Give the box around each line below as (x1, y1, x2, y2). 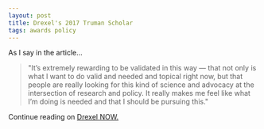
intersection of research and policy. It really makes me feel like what (27, 89, 250, 98)
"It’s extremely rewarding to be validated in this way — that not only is (27, 63, 257, 73)
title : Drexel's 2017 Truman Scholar (8, 19, 134, 27)
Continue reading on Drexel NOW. (8, 112, 119, 122)
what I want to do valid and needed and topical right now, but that (27, 72, 243, 82)
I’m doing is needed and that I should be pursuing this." (27, 97, 209, 107)
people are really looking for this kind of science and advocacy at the (27, 80, 254, 89)
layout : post (8, 11, 52, 20)
